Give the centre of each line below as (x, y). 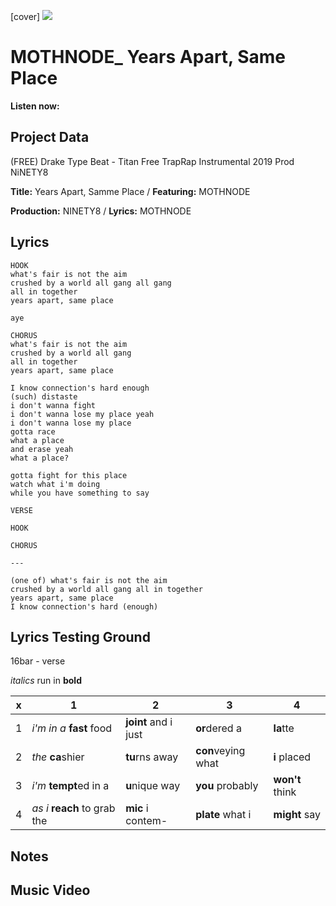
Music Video (50, 890)
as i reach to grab (73, 808)
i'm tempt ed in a (70, 786)
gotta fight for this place (69, 475)
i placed (292, 757)
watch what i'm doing (55, 484)
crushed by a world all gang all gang (91, 283)
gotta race (33, 431)
